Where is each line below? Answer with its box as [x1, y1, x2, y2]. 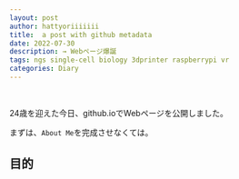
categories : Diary [9, 65, 79, 74]
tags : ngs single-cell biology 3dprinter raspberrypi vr [9, 55, 230, 65]
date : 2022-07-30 [9, 38, 75, 48]
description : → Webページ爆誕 [9, 47, 117, 56]
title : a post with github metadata [9, 30, 153, 39]
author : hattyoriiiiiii [9, 22, 100, 31]
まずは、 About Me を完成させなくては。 [9, 126, 154, 137]
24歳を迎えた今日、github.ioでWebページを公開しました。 [9, 107, 229, 118]
